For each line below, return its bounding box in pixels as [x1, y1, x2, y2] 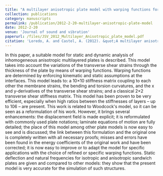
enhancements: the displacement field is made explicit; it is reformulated [5, 113, 150, 119]
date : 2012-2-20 [5, 25, 38, 30]
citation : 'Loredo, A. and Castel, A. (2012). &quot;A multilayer [5, 39, 142, 44]
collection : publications [5, 12, 57, 16]
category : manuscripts [5, 16, 51, 21]
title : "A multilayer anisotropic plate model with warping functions [5, 7, 151, 12]
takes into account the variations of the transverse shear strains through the [5, 62, 157, 68]
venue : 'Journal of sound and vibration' [5, 30, 90, 34]
